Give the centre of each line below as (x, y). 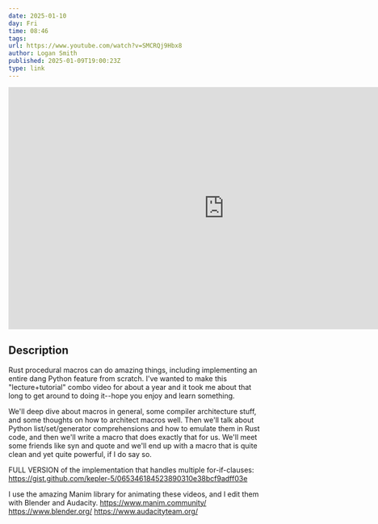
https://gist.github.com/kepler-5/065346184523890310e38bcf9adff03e (128, 478)
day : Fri (23, 23)
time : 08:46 (28, 31)
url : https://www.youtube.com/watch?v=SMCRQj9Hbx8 (95, 46)
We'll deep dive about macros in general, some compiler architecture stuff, (132, 411)
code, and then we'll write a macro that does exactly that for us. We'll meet (133, 437)
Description (38, 351)
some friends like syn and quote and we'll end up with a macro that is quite (133, 446)
